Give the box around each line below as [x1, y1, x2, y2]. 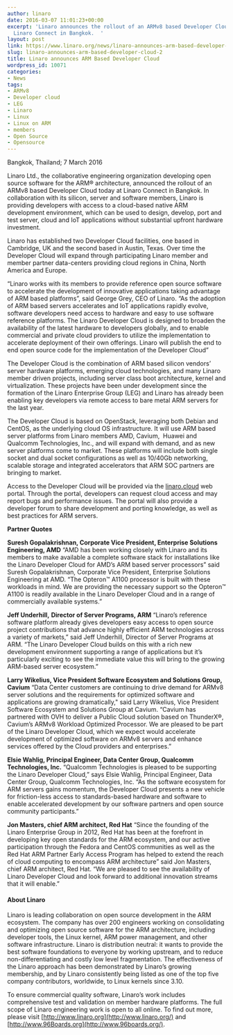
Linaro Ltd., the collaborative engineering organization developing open [7, 171, 212, 180]
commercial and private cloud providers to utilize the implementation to [7, 331, 211, 340]
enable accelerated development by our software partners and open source [7, 800, 224, 808]
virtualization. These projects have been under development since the [7, 382, 207, 390]
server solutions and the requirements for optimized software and [7, 691, 195, 699]
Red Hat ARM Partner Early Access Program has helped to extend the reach [7, 850, 224, 859]
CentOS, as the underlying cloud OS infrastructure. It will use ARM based [7, 425, 216, 433]
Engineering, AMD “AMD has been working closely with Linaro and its [7, 546, 208, 554]
